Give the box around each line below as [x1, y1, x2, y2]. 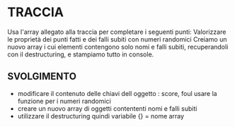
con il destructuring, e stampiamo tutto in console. [7, 50, 154, 59]
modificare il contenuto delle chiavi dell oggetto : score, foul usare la [17, 89, 217, 97]
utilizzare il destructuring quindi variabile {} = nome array [17, 111, 185, 120]
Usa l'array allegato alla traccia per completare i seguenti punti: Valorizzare [7, 28, 227, 36]
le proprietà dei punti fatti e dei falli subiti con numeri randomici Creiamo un [7, 35, 228, 43]
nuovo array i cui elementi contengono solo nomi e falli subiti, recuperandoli [7, 42, 229, 51]
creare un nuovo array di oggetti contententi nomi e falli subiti [17, 104, 197, 113]
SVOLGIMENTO [7, 71, 76, 83]
